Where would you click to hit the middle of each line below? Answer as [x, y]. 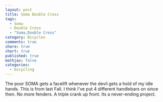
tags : [11, 19]
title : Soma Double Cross [32, 14]
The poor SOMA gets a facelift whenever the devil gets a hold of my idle [79, 84]
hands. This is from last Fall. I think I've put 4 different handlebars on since [82, 89]
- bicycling [22, 70]
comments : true [21, 42]
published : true [22, 56]
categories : [17, 65]
